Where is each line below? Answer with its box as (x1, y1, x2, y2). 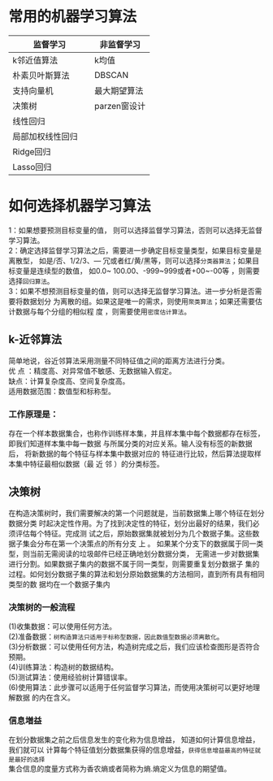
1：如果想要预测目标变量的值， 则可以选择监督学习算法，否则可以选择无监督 (8, 225, 262, 235)
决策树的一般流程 (8, 601, 76, 613)
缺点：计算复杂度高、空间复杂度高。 (8, 375, 130, 386)
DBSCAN (94, 69, 128, 80)
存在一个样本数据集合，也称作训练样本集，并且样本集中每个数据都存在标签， (8, 428, 265, 438)
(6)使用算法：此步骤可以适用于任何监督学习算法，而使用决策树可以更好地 (8, 683, 253, 692)
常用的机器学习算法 (8, 7, 137, 26)
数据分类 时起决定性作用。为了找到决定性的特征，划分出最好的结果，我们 (8, 518, 253, 528)
